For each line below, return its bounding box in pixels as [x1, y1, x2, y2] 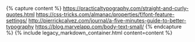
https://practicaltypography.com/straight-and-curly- [62, 5, 189, 12]
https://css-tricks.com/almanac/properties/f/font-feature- [36, 11, 175, 18]
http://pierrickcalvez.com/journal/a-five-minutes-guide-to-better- [28, 17, 187, 24]
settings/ [6, 17, 27, 24]
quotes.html [6, 11, 35, 18]
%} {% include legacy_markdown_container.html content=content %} [6, 29, 173, 36]
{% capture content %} [6, 5, 62, 12]
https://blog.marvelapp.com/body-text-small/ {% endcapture [34, 23, 182, 30]
